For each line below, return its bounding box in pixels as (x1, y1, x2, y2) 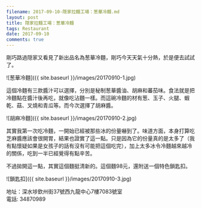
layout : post (6, 14, 39, 20)
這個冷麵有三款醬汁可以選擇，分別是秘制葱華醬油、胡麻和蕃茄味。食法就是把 (6, 87, 195, 94)
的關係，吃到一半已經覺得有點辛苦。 (6, 150, 96, 156)
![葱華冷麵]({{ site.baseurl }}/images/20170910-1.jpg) (6, 74, 136, 81)
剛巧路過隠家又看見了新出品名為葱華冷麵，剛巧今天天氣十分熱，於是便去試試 (6, 54, 195, 61)
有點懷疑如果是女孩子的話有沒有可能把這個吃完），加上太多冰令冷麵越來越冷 (6, 142, 193, 149)
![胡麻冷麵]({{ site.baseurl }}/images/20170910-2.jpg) (6, 114, 137, 122)
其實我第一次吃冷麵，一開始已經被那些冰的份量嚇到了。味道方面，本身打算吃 (6, 127, 195, 134)
